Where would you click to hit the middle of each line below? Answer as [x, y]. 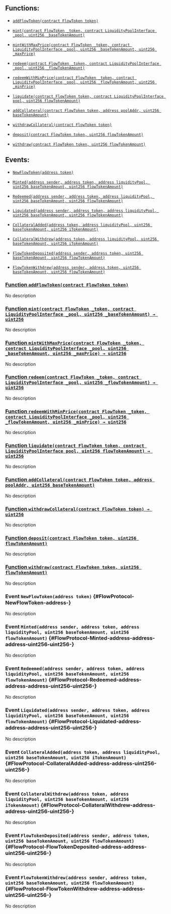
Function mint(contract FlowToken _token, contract [70, 309]
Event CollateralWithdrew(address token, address [67, 794]
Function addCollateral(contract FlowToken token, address [79, 479]
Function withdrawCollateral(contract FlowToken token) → [77, 509]
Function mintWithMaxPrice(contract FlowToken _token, [73, 343]
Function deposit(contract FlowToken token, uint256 [71, 538]
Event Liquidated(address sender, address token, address [77, 710]
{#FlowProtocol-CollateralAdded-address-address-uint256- [81, 763]
